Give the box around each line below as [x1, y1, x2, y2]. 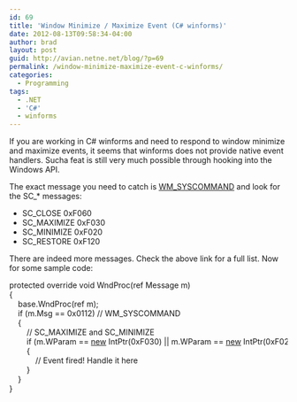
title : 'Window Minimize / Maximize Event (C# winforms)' [9, 21, 227, 30]
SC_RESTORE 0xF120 [21, 236, 101, 247]
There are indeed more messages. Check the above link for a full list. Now [9, 253, 279, 264]
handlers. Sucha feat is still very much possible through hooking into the [9, 155, 272, 166]
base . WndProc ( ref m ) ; [17, 298, 99, 310]
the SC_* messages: [9, 191, 82, 202]
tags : [9, 87, 29, 96]
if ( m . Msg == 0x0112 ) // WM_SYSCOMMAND [17, 308, 181, 319]
